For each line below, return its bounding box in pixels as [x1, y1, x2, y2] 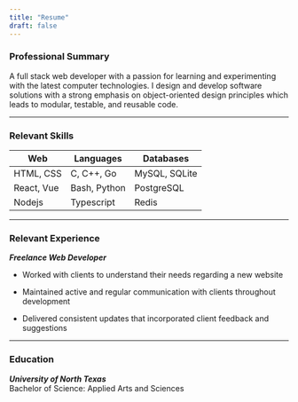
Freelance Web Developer [9, 252, 106, 263]
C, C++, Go [70, 168, 117, 180]
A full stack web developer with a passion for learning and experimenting [9, 70, 277, 81]
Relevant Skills [9, 130, 74, 142]
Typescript [70, 196, 115, 209]
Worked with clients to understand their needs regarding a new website [21, 270, 284, 280]
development [21, 296, 71, 307]
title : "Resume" [9, 12, 69, 22]
